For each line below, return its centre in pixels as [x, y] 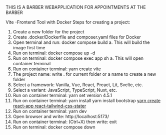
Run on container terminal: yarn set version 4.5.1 [62, 95]
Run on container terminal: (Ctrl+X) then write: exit [65, 122]
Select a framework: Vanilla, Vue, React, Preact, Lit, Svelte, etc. [78, 85]
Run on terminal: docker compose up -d [54, 53]
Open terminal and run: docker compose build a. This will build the [81, 42]
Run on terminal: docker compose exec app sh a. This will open [78, 58]
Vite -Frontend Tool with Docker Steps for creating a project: [68, 22]
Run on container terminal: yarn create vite [57, 69]
